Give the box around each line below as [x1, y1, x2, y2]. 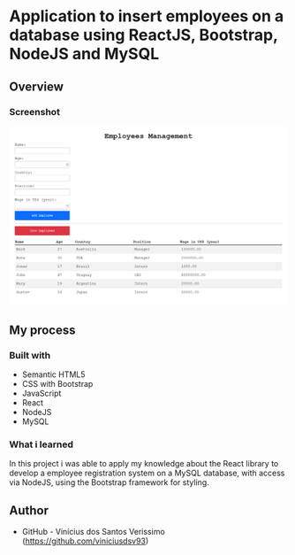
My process [9, 322, 76, 337]
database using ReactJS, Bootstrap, [9, 25, 278, 45]
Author [9, 503, 49, 518]
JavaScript [21, 388, 62, 398]
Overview [9, 79, 64, 94]
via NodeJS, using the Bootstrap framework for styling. [9, 477, 209, 488]
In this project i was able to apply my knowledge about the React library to [9, 459, 279, 469]
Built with [9, 349, 51, 361]
